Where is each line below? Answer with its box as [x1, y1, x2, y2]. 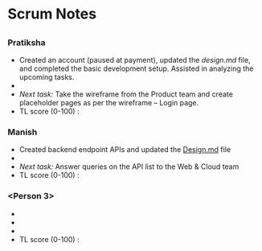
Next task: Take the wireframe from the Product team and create [18, 89, 234, 99]
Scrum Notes [7, 5, 97, 23]
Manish [7, 126, 38, 138]
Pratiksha [7, 37, 46, 48]
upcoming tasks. [18, 72, 75, 81]
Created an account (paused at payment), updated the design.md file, [18, 55, 251, 64]
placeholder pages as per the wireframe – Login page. [18, 97, 199, 107]
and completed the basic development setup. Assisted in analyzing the [18, 64, 254, 73]
